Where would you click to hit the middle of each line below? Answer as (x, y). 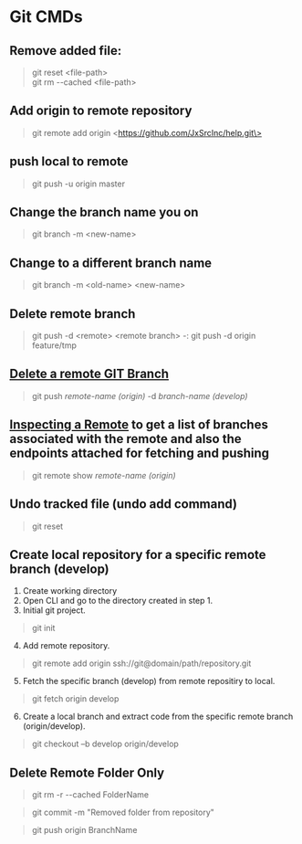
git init (43, 628)
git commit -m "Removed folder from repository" (123, 812)
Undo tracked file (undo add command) (124, 504)
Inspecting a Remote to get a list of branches (139, 425)
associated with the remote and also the (125, 439)
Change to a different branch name (111, 263)
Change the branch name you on (104, 212)
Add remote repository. (66, 646)
